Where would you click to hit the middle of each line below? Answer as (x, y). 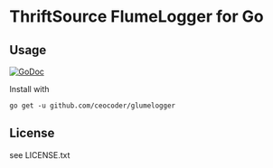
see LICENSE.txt (40, 154)
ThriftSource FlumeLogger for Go (136, 17)
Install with (29, 89)
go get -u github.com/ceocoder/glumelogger (93, 106)
